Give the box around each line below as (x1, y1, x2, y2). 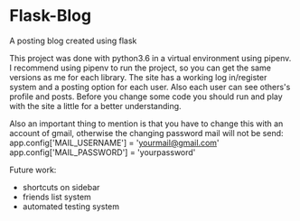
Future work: (9, 164, 57, 175)
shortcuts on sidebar (22, 181, 100, 192)
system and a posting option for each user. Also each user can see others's (9, 81, 291, 92)
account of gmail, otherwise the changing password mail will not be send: (9, 127, 284, 138)
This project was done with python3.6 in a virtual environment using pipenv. (9, 52, 292, 63)
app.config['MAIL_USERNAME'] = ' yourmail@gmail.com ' (9, 137, 220, 148)
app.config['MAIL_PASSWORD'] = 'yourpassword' (9, 146, 196, 158)
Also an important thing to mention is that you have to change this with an (9, 118, 284, 129)
